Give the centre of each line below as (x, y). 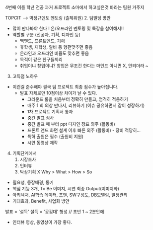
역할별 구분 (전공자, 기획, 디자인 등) (46, 35)
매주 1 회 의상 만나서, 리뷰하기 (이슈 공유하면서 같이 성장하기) (86, 105)
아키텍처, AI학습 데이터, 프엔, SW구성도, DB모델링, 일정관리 (70, 195)
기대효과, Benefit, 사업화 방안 (41, 201)
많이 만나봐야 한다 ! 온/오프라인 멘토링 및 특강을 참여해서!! (68, 28)
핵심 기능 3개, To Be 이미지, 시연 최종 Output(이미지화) (66, 189)
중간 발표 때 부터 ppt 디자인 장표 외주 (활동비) (71, 124)
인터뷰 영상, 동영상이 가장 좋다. (42, 222)
